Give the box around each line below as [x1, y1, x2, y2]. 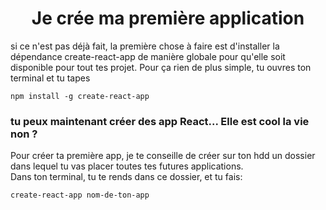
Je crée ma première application [31, 7, 305, 30]
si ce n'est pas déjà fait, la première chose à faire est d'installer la [10, 40, 280, 52]
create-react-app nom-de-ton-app [10, 190, 150, 201]
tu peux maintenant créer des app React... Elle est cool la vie [10, 114, 310, 128]
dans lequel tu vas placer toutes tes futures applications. [10, 160, 244, 172]
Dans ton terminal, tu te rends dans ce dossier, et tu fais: [10, 171, 243, 183]
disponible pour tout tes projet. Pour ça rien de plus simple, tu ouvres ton [10, 61, 312, 73]
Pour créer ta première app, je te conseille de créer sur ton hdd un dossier [10, 150, 316, 162]
